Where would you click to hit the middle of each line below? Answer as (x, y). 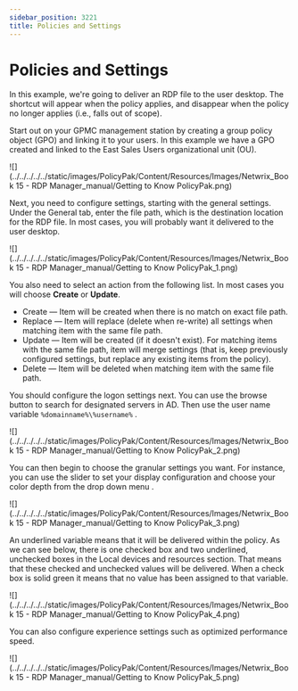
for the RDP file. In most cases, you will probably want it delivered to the (141, 222)
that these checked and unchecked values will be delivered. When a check (147, 569)
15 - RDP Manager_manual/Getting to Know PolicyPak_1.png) (127, 267)
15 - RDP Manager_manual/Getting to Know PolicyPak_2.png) (128, 450)
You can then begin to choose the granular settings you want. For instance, (147, 468)
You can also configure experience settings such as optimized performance (149, 632)
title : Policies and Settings (66, 26)
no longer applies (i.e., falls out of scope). (86, 113)
